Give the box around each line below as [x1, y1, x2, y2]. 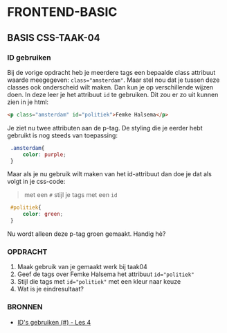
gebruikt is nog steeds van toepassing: [7, 131, 118, 139]
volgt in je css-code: [7, 178, 66, 186]
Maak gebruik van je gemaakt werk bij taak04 [17, 263, 147, 271]
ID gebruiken [7, 53, 52, 62]
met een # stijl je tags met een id [24, 191, 118, 199]
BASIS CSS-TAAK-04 [7, 32, 100, 44]
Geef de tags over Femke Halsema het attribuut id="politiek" [17, 270, 195, 278]
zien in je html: [7, 98, 49, 106]
